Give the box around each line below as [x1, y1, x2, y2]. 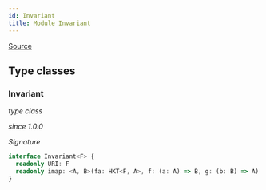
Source [8, 41, 32, 50]
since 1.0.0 [8, 121, 44, 132]
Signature [8, 137, 41, 147]
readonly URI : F [15, 160, 69, 168]
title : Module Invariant [8, 19, 91, 27]
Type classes [8, 64, 76, 77]
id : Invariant [8, 11, 56, 20]
